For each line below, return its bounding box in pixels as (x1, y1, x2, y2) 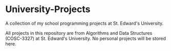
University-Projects (5, 4, 91, 15)
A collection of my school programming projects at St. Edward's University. (5, 20, 164, 26)
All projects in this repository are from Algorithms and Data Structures (5, 30, 153, 36)
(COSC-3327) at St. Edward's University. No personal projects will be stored (5, 35, 166, 41)
